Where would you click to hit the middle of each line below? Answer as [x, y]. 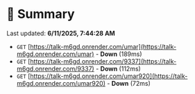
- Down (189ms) [119, 54]
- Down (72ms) [128, 83]
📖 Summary [41, 14]
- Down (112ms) [118, 68]
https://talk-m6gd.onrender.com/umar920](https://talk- [109, 76]
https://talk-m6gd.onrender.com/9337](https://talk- [103, 61]
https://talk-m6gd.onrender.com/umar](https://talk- [103, 46]
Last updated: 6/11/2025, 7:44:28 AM [61, 33]
